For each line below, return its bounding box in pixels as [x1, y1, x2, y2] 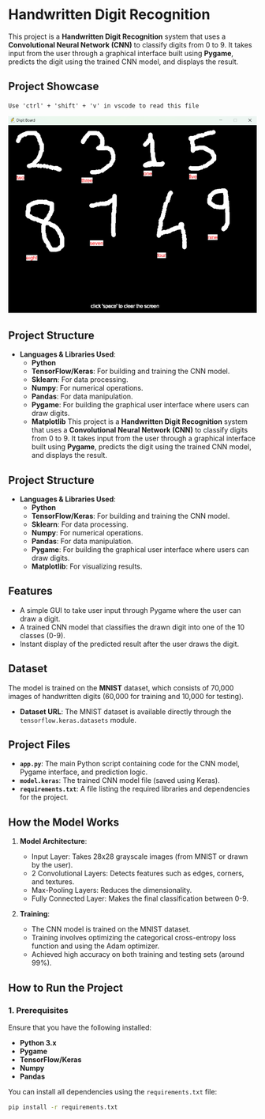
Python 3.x [19, 1038, 57, 1047]
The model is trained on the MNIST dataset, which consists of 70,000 [8, 682, 234, 693]
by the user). [31, 860, 73, 870]
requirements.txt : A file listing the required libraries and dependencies [19, 784, 251, 794]
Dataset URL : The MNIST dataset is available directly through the [19, 706, 232, 716]
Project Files [8, 738, 71, 752]
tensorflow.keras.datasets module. [19, 715, 136, 724]
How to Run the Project [8, 981, 124, 994]
